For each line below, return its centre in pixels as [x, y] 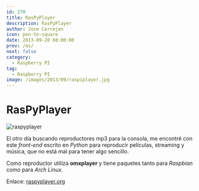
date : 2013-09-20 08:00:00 [40, 40]
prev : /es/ [20, 46]
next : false [21, 52]
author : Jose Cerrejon [35, 29]
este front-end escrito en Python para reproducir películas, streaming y [95, 145]
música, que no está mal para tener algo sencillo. [68, 151]
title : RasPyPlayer [31, 18]
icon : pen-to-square [32, 35]
